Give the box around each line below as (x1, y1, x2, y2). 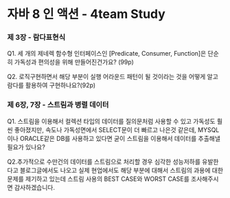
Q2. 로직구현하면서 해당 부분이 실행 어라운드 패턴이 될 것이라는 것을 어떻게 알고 (7, 73, 218, 81)
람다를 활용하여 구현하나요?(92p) (7, 81, 96, 89)
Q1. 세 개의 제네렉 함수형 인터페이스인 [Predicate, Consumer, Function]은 (7, 49, 207, 58)
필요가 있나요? (7, 142, 46, 151)
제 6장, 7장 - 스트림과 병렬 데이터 (7, 100, 109, 110)
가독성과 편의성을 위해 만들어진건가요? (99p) (14, 58, 134, 66)
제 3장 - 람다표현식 (7, 32, 66, 42)
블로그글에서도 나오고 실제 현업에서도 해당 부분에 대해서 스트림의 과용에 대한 (19, 166, 224, 174)
